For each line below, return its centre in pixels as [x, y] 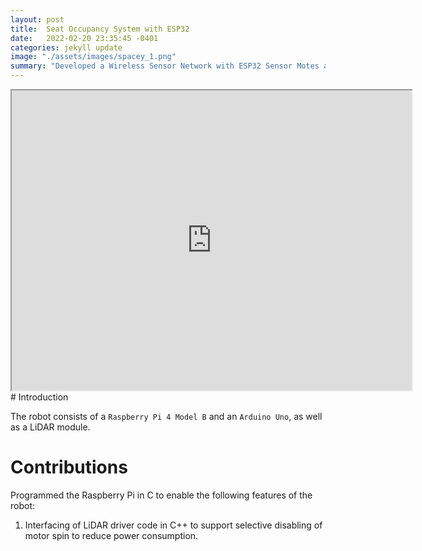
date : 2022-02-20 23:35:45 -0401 [84, 38]
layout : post [37, 19]
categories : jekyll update [66, 47]
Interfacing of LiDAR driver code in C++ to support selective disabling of [173, 525]
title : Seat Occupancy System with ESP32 [100, 29]
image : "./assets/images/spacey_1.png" [93, 57]
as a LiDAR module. [50, 427]
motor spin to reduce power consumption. [111, 535]
